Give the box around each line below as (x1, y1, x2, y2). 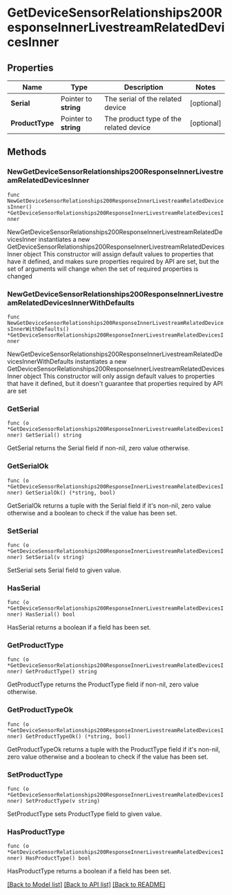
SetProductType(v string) (25, 798, 100, 805)
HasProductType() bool (25, 855, 91, 862)
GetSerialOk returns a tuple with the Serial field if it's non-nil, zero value (7, 501, 211, 510)
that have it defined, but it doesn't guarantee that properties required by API (7, 379, 223, 387)
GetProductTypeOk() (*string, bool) (25, 733, 131, 740)
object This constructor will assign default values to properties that (23, 249, 214, 258)
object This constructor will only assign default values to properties (23, 372, 215, 380)
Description (124, 82, 164, 91)
